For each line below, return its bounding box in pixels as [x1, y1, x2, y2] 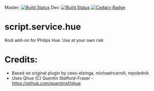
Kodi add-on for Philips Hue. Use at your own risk [4, 37, 104, 43]
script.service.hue [4, 22, 81, 32]
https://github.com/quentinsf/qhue [11, 80, 81, 86]
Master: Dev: [4, 5, 60, 10]
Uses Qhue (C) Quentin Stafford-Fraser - [11, 75, 93, 81]
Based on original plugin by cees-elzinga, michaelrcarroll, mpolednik [11, 70, 149, 76]
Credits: [4, 54, 38, 65]
